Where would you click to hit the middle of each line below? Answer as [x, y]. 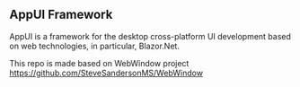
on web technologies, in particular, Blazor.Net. [94, 46]
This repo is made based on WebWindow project [99, 63]
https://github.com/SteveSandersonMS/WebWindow [106, 73]
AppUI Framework [61, 15]
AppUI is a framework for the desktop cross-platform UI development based [150, 36]
